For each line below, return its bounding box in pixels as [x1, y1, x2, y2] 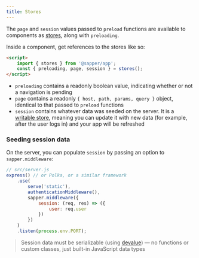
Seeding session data [6, 135, 71, 144]
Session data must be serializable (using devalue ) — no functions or [20, 239, 189, 246]
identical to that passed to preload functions [14, 101, 124, 108]
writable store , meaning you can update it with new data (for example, [14, 114, 188, 122]
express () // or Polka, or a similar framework [6, 172, 127, 178]
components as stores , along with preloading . [6, 31, 120, 39]
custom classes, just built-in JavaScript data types [20, 245, 145, 252]
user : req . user [48, 206, 87, 212]
